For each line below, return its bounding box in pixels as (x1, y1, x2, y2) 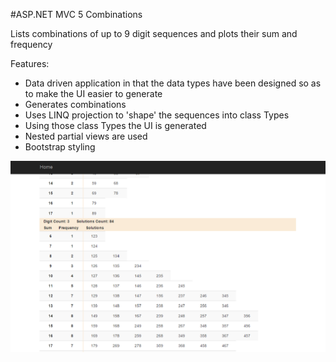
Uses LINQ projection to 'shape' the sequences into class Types (24, 109, 290, 121)
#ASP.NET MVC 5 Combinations (10, 9, 143, 20)
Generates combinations (24, 99, 127, 110)
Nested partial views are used (24, 130, 148, 142)
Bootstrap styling (24, 141, 96, 153)
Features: (10, 58, 50, 69)
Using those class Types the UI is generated (24, 120, 207, 131)
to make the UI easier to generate (24, 88, 163, 99)
